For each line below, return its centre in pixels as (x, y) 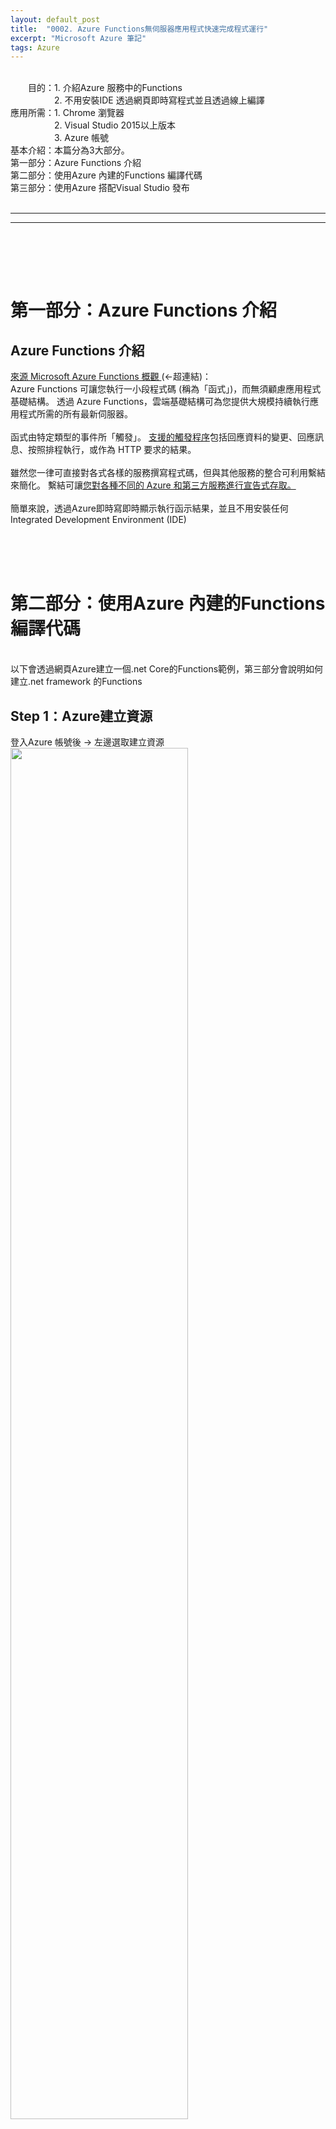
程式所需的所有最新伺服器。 (75, 414)
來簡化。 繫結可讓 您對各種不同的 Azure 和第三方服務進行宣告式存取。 (153, 485)
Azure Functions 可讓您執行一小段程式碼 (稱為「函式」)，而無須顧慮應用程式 (166, 389)
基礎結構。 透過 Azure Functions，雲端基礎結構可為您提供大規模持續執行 (160, 402)
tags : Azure (35, 47)
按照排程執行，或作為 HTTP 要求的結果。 (112, 450)
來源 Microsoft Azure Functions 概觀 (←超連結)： (111, 377)
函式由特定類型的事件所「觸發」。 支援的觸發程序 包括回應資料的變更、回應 (162, 437)
